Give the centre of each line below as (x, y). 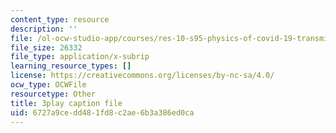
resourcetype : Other (53, 94)
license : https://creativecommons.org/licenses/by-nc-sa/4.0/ (142, 76)
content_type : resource (60, 19)
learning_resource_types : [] (71, 66)
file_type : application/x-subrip (80, 57)
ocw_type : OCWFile (48, 85)
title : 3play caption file (66, 103)
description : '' (44, 29)
